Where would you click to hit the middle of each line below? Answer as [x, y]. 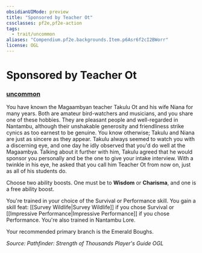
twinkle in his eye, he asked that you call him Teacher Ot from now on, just [99, 165]
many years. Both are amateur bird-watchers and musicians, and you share [100, 114]
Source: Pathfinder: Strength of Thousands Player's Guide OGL [85, 243]
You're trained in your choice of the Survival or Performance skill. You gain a [101, 201]
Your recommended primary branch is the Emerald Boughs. [80, 232]
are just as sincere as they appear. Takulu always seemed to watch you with [100, 139]
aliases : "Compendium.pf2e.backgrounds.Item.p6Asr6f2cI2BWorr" [87, 40]
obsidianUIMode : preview [37, 12]
